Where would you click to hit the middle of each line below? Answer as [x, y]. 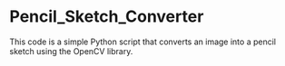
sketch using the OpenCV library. [71, 51]
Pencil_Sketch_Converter [107, 17]
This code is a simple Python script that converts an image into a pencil [143, 42]
